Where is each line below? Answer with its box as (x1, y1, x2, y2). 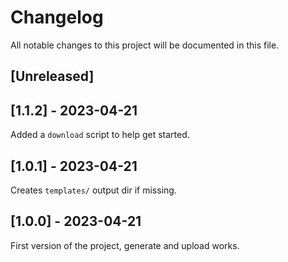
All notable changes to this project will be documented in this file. (10, 39, 280, 51)
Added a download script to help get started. (10, 129, 190, 141)
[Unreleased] (10, 68, 95, 85)
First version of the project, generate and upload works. (10, 239, 240, 251)
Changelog (10, 6, 104, 29)
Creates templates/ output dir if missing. (10, 184, 177, 196)
